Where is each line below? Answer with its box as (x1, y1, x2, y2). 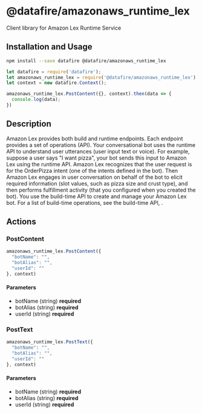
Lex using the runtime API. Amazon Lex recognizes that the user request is (6, 160, 192, 167)
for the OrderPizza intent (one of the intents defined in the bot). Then (6, 167, 178, 174)
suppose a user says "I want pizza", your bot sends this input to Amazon (6, 154, 187, 161)
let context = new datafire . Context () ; (6, 80, 107, 86)
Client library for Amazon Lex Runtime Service (6, 24, 122, 31)
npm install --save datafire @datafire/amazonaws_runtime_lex (6, 57, 166, 64)
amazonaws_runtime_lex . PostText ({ (6, 339, 94, 345)
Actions (6, 216, 36, 227)
